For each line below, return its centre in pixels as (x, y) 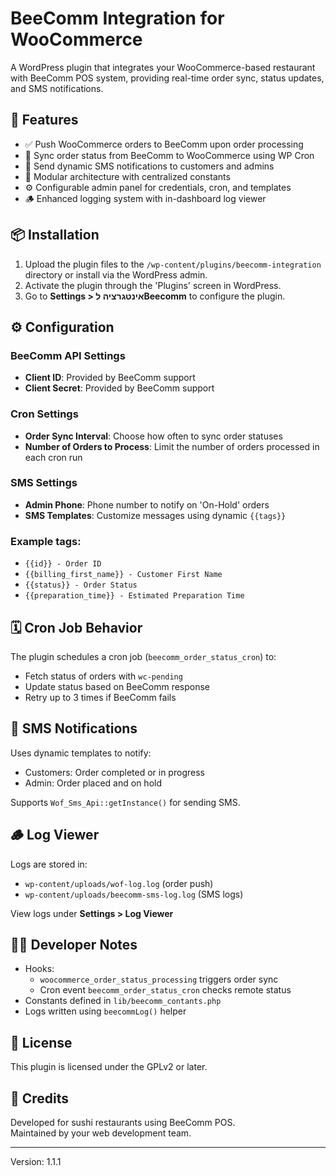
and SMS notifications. (57, 88)
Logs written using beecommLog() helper (105, 1011)
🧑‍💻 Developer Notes (74, 944)
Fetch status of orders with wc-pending (103, 676)
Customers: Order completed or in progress (114, 772)
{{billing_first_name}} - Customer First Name (123, 575)
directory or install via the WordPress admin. (116, 274)
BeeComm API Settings (68, 355)
